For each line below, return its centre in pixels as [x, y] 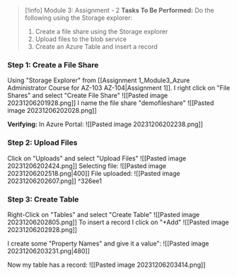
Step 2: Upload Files [42, 143]
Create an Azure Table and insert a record [96, 46]
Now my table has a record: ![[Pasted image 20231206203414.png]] [106, 265]
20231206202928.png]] [42, 229]
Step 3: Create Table [43, 199]
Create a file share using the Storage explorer [102, 32]
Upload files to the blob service [81, 39]
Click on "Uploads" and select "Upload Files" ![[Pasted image [97, 158]
